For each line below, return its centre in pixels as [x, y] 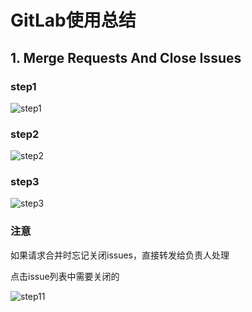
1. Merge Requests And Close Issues [126, 57]
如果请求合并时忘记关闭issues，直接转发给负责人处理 [120, 255]
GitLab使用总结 [73, 20]
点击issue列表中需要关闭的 [65, 276]
